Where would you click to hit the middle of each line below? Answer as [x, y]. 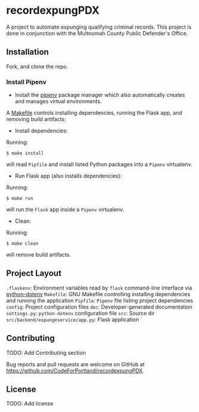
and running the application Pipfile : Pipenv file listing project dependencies [100, 300]
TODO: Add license [30, 404]
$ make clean [22, 244]
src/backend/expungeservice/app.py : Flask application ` [74, 319]
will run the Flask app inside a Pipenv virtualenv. [65, 210]
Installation [27, 52]
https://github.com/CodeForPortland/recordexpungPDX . [75, 370]
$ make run [20, 199]
